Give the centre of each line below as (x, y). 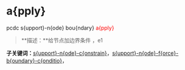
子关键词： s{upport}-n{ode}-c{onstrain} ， (59, 53)
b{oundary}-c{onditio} (34, 60)
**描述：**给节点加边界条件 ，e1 (62, 40)
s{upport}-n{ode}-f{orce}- (145, 53)
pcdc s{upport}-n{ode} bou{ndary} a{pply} (60, 28)
